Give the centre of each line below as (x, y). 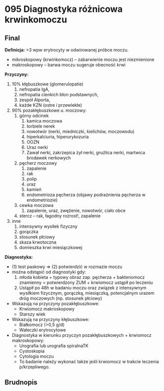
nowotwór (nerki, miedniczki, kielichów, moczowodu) (81, 131)
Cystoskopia (32, 351)
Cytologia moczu (36, 356)
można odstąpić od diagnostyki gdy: (49, 272)
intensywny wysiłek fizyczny (48, 226)
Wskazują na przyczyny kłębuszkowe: (50, 319)
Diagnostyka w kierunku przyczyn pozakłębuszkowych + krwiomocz (82, 335)
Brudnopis (21, 382)
